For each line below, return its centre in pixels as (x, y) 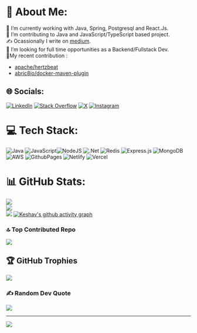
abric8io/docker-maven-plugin (52, 73)
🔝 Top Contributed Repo (41, 229)
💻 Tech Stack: (42, 130)
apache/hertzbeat (36, 67)
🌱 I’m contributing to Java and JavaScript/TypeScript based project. (88, 34)
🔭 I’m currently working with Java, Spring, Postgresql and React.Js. (87, 28)
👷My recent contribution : (37, 56)
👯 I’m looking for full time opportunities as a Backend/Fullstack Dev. (87, 49)
